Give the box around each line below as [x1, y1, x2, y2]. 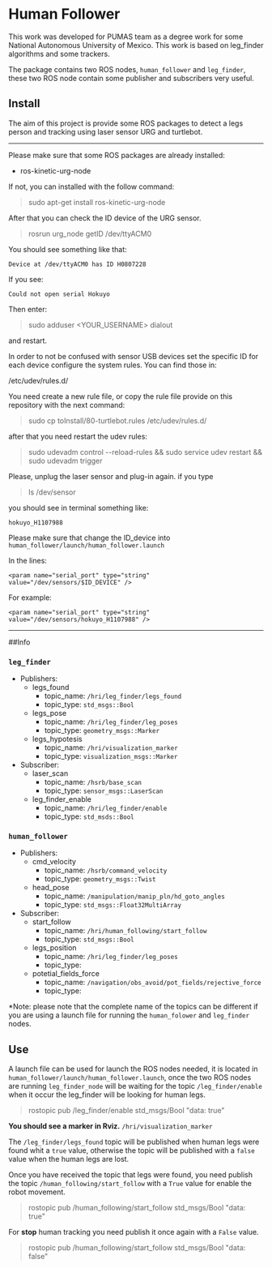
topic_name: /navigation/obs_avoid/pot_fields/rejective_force [44, 978, 261, 987]
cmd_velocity [32, 857, 77, 867]
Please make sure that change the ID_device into [8, 533, 171, 542]
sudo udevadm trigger [28, 456, 103, 465]
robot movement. [8, 1187, 66, 1197]
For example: [8, 593, 53, 602]
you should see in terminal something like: [8, 503, 149, 512]
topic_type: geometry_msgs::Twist [44, 874, 156, 884]
